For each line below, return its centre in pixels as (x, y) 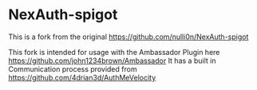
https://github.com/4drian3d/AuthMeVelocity (82, 77)
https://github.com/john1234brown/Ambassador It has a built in (112, 61)
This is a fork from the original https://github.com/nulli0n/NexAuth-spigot (128, 37)
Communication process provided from (73, 68)
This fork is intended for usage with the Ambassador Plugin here (114, 52)
